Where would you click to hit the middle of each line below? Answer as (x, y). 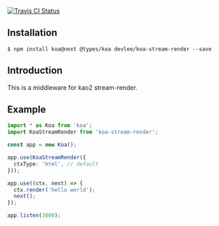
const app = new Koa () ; (42, 145)
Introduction (35, 71)
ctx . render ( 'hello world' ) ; (55, 190)
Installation (32, 33)
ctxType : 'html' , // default (56, 164)
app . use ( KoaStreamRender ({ (47, 158)
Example (27, 110)
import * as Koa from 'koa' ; (50, 126)
